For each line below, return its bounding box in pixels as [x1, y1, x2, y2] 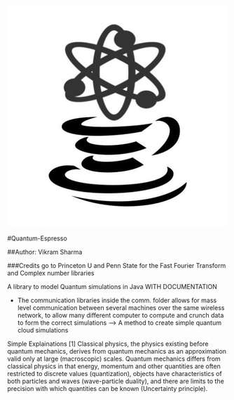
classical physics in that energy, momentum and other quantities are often [7, 362, 221, 370]
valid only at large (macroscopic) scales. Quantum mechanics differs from [7, 354, 221, 363]
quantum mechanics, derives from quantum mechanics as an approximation [7, 347, 226, 355]
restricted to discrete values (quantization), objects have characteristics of [7, 370, 222, 378]
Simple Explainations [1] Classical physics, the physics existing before [7, 340, 209, 348]
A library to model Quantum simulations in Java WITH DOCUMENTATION [7, 283, 217, 290]
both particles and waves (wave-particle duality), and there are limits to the [7, 377, 224, 385]
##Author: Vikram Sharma [7, 248, 83, 256]
